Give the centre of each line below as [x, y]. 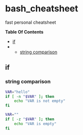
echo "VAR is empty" [35, 124]
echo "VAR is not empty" [40, 101]
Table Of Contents [24, 32]
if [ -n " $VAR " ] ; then [30, 96]
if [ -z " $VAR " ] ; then [30, 119]
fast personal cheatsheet [31, 22]
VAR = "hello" [17, 92]
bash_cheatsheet [42, 9]
